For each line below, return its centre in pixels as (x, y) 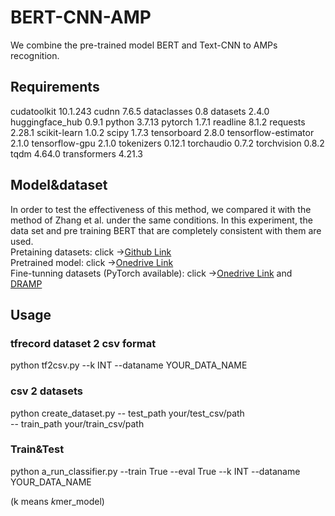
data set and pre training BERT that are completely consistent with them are (166, 230)
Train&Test (37, 449)
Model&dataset (59, 185)
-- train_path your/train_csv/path (77, 423)
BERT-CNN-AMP (81, 17)
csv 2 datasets (46, 391)
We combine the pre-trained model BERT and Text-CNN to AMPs (144, 45)
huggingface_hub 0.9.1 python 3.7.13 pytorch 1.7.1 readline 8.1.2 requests (158, 122)
